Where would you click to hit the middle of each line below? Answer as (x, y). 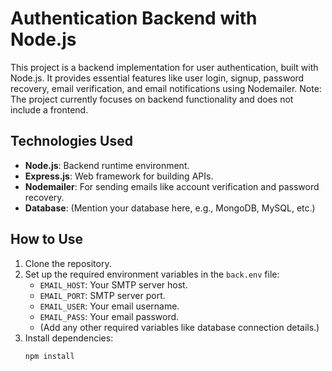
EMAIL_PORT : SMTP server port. (102, 295)
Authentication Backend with (134, 18)
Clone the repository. (68, 263)
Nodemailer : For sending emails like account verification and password (172, 186)
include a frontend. (49, 109)
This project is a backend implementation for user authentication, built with (164, 67)
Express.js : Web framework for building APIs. (119, 176)
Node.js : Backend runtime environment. (107, 165)
